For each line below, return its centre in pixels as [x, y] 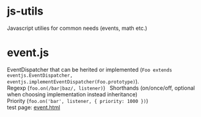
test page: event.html [34, 107]
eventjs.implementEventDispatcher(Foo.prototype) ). [73, 81]
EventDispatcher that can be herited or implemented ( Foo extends [90, 69]
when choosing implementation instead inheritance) [72, 94]
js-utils [25, 11]
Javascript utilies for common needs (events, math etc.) [77, 28]
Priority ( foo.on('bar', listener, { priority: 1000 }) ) [78, 101]
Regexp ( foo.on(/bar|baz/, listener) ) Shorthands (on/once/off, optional [101, 88]
